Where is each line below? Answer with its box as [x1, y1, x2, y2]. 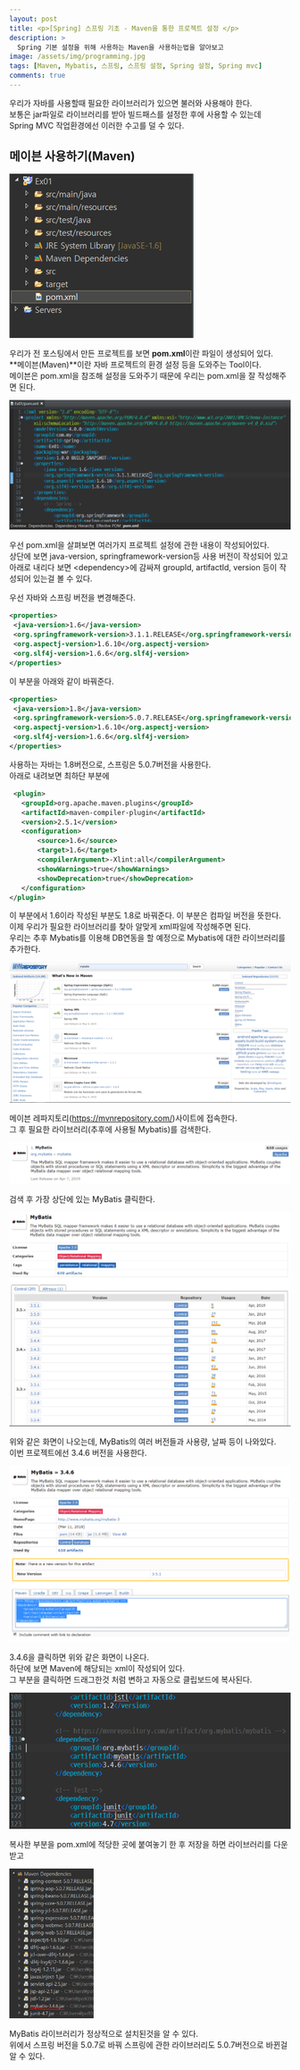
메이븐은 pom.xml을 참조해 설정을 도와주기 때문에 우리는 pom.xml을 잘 [9, 370, 256, 381]
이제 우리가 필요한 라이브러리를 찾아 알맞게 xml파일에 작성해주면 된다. [9, 921, 252, 932]
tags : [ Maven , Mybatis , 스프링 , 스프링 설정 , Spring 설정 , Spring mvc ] [9, 62, 263, 71]
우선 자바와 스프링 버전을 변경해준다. [9, 593, 136, 603]
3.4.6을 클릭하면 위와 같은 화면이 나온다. [9, 1652, 150, 1662]
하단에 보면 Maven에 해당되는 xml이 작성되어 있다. [9, 1663, 186, 1674]
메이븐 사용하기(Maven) [9, 148, 136, 164]
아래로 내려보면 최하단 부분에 [9, 770, 110, 781]
